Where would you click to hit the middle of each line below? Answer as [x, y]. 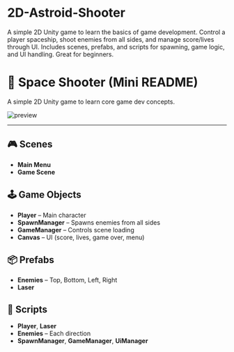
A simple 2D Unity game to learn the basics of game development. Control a [116, 32]
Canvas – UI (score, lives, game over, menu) [81, 237]
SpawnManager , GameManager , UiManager [83, 341]
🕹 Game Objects [44, 195]
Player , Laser [37, 326]
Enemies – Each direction [54, 334]
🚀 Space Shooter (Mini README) [103, 82]
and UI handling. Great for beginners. [60, 54]
